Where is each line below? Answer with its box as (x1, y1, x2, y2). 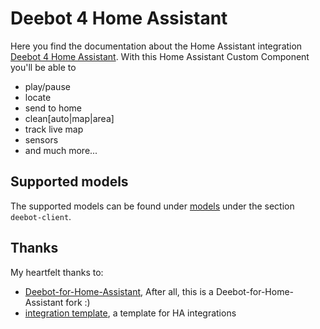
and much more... (24, 144, 98, 156)
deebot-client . (10, 210, 72, 222)
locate (24, 91, 52, 103)
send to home (24, 102, 83, 114)
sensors (24, 133, 59, 146)
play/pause (24, 80, 71, 92)
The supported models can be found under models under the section (10, 200, 295, 212)
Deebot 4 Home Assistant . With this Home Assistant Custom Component (10, 50, 310, 62)
